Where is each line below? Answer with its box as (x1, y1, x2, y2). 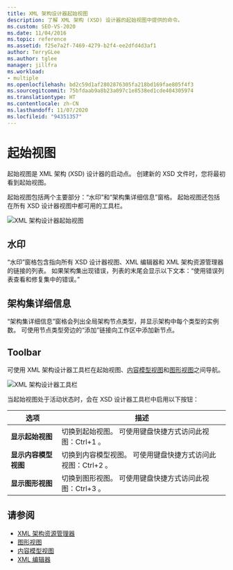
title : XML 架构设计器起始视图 (7, 10, 88, 17)
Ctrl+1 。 (75, 437, 105, 447)
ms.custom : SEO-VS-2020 (7, 23, 76, 30)
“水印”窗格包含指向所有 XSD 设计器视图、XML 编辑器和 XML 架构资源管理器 (7, 258, 224, 267)
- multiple (7, 74, 39, 82)
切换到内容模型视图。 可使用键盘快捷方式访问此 (61, 450, 216, 459)
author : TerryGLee (7, 49, 60, 56)
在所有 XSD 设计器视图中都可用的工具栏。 (7, 202, 127, 210)
